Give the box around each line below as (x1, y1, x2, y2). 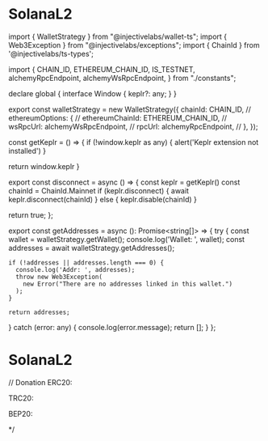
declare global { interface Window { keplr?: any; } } (8, 88, 178, 98)
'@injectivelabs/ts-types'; (8, 49, 94, 58)
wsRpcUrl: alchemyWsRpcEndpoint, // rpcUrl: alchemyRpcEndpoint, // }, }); (8, 121, 258, 131)
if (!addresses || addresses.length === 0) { (8, 258, 164, 267)
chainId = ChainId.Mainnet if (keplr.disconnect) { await (8, 185, 190, 195)
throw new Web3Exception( (15, 273, 103, 281)
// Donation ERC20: (8, 377, 73, 387)
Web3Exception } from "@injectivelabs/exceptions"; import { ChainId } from (8, 40, 260, 49)
